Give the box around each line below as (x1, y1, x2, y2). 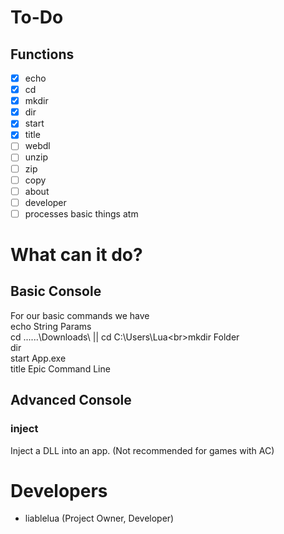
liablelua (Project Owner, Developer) (24, 512, 175, 525)
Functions (10, 46, 75, 63)
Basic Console (10, 283, 102, 300)
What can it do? (10, 244, 143, 266)
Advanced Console (10, 392, 132, 409)
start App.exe (10, 352, 67, 364)
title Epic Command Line (10, 362, 111, 375)
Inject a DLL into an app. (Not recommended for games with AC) (10, 444, 275, 456)
